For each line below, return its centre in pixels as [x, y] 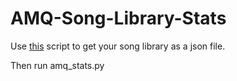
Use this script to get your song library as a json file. [118, 46]
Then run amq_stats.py [57, 65]
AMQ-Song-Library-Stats [118, 18]
